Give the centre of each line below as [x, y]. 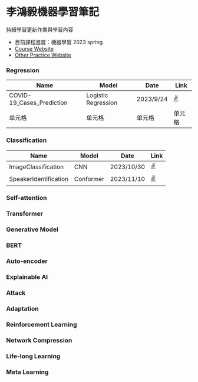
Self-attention [27, 198]
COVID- [20, 95]
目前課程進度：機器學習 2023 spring [59, 42]
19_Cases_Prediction [38, 103]
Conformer [89, 179]
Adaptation [23, 308]
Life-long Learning [33, 356]
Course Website [34, 48]
